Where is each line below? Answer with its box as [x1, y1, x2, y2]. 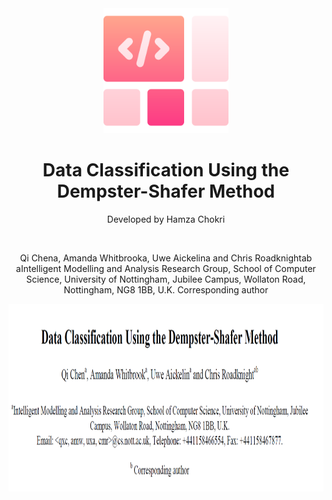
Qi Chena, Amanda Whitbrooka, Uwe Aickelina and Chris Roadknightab [19, 252, 313, 264]
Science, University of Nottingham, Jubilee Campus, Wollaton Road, [26, 273, 306, 285]
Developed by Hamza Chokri [106, 213, 226, 225]
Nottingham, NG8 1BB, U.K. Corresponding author [63, 283, 269, 296]
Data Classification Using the [42, 159, 290, 182]
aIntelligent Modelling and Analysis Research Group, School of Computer [16, 262, 316, 274]
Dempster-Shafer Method [56, 180, 276, 203]
